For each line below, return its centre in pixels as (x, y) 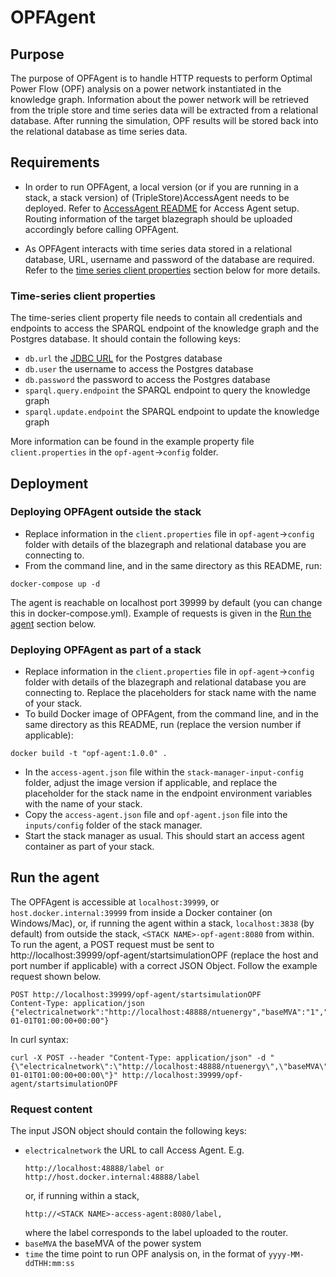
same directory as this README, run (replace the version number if (163, 725)
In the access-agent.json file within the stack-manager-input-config (164, 772)
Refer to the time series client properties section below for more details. (172, 270)
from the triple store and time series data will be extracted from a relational (164, 110)
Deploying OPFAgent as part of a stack (106, 649)
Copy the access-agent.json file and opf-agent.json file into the (156, 815)
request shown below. (56, 976)
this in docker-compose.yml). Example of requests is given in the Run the (161, 613)
